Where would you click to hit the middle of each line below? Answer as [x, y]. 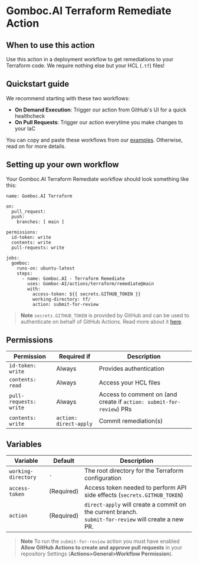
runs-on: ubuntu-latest [46, 268]
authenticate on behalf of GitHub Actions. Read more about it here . [101, 321]
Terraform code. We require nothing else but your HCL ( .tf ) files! [85, 65]
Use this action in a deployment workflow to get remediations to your [90, 59]
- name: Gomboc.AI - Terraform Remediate [73, 278]
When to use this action [51, 45]
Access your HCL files [130, 383]
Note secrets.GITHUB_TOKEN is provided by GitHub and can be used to [105, 315]
